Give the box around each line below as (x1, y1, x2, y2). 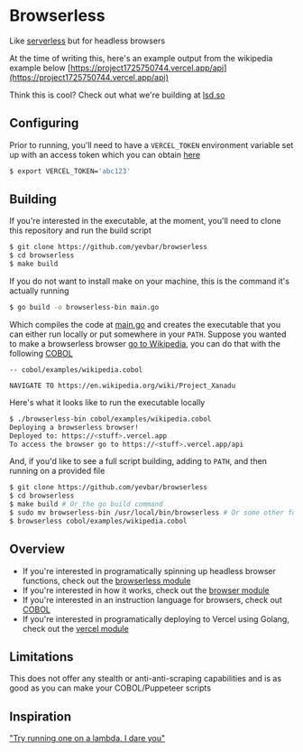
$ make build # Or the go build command (9, 500, 164, 509)
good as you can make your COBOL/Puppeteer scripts (9, 682, 212, 693)
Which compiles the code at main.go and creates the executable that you (9, 319, 281, 330)
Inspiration (9, 709, 72, 724)
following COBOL (9, 348, 74, 358)
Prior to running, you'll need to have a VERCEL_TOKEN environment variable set (9, 139, 294, 150)
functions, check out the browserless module (22, 575, 191, 586)
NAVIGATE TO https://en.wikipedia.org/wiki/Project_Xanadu (9, 381, 236, 390)
